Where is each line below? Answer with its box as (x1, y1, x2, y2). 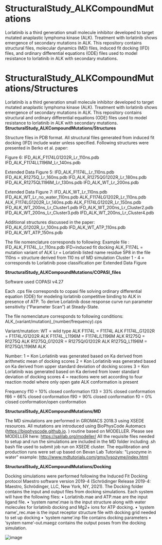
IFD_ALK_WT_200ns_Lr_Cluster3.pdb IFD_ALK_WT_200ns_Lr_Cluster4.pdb (5, 210, 154, 216)
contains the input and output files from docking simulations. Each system (5, 488, 154, 494)
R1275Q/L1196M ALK (5, 343, 46, 349)
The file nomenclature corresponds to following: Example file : (5, 239, 130, 245)
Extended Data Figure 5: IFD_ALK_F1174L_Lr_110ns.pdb (5, 169, 114, 175)
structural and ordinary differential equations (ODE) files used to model (5, 114, 147, 120)
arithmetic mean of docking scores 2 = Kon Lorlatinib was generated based (5, 358, 157, 364)
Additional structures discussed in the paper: (5, 219, 95, 225)
